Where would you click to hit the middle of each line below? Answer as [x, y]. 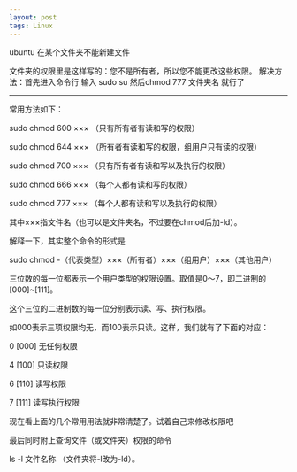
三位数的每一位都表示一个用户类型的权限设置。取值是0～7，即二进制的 [138, 278]
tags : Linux [31, 26]
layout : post [33, 17]
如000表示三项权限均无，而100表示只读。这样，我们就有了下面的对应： [139, 327]
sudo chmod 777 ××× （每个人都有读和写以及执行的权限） [115, 203]
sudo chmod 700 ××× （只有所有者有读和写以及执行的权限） [120, 166]
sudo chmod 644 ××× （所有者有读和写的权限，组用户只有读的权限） [136, 146]
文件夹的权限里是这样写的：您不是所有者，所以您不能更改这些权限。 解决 [142, 71]
